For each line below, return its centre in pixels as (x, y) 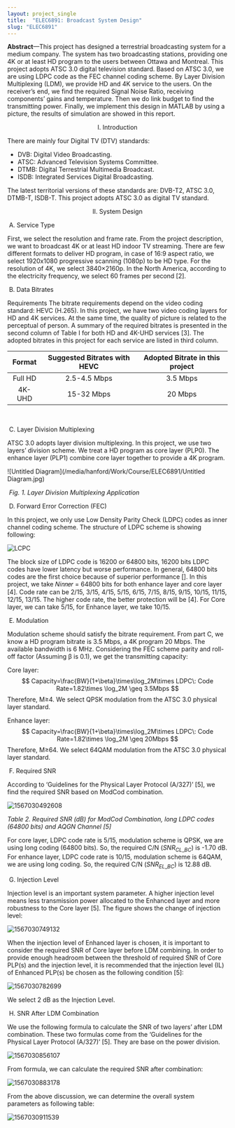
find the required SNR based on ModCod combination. (86, 792)
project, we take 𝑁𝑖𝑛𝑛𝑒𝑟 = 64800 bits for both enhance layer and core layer (115, 584)
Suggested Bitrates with (89, 358)
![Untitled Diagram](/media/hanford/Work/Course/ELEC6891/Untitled (106, 471)
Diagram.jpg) (26, 479)
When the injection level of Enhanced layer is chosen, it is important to (108, 942)
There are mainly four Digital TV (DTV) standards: (79, 141)
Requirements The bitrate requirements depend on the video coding (105, 303)
